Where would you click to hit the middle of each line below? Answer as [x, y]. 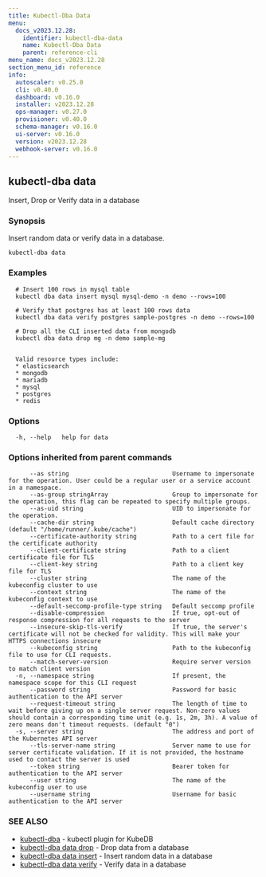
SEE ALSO [28, 821]
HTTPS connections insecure [55, 641]
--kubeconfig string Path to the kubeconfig [140, 648]
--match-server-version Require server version [140, 662]
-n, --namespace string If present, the [121, 676]
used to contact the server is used [69, 760]
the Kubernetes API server [53, 739]
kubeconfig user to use [48, 788]
